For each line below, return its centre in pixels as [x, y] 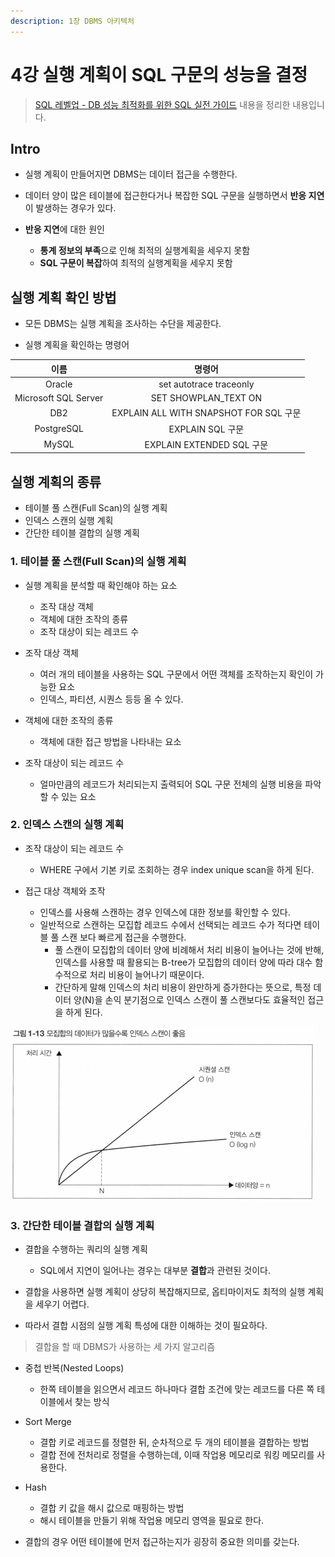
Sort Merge [48, 1422]
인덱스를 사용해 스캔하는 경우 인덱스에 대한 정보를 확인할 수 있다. [165, 912]
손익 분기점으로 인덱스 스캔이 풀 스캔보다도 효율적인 [205, 999]
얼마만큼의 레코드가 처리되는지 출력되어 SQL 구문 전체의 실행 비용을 [171, 784]
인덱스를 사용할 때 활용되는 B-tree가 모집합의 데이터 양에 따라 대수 [183, 962]
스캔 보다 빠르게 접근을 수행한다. [124, 937]
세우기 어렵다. [62, 1304]
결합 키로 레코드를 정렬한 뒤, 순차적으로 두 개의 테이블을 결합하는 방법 [174, 1442]
